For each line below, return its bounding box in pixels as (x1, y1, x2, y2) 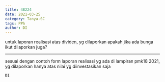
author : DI (5, 26, 27, 30)
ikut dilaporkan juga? (5, 44, 48, 50)
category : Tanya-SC (5, 16, 45, 21)
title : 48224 (5, 7, 32, 12)
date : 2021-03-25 (5, 12, 41, 17)
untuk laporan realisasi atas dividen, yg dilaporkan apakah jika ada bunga (5, 39, 154, 45)
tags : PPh (5, 21, 26, 26)
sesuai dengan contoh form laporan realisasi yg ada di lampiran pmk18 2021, (5, 58, 160, 64)
